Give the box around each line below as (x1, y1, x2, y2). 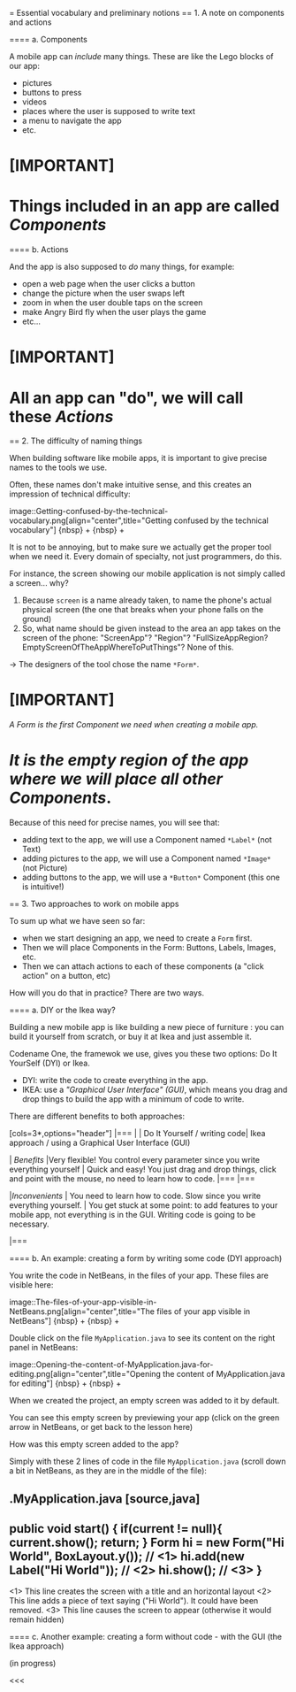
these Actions (9, 406, 114, 427)
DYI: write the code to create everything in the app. (21, 1075, 209, 1086)
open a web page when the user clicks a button (21, 279, 196, 289)
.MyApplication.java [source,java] (9, 1491, 201, 1506)
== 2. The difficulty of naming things (9, 435, 143, 446)
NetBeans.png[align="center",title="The (9, 1306, 155, 1317)
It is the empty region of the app (9, 750, 249, 771)
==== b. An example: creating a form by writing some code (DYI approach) (9, 1253, 283, 1264)
